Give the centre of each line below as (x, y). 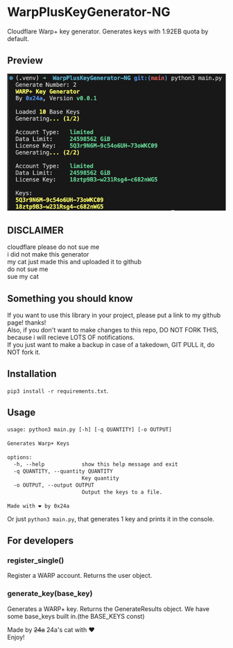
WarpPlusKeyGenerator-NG (89, 12)
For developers (41, 541)
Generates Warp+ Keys (38, 443)
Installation (32, 374)
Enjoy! (16, 637)
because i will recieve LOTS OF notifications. (71, 337)
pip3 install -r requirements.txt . (58, 391)
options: (20, 457)
